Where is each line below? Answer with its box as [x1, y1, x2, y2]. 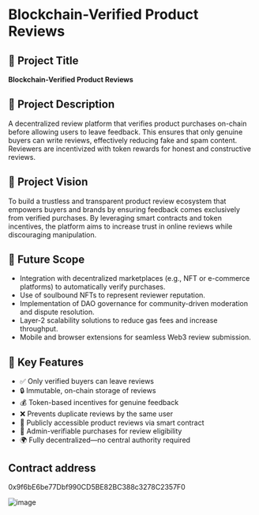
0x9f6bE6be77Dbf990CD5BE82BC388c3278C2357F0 [8, 483, 186, 492]
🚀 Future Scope [8, 253, 85, 267]
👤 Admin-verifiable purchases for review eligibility [19, 426, 182, 436]
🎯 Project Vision [8, 176, 88, 189]
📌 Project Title [8, 54, 79, 67]
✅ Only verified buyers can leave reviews [19, 377, 155, 386]
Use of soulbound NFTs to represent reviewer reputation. [19, 290, 205, 300]
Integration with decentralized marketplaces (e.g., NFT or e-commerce [19, 274, 250, 283]
